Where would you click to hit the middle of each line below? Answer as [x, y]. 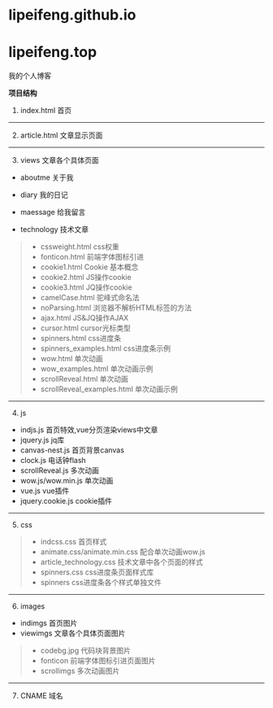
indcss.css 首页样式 [74, 542]
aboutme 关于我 [47, 177]
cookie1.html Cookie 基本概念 [89, 267]
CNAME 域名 [41, 696]
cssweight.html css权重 [80, 247]
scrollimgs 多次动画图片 [80, 671]
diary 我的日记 [44, 195]
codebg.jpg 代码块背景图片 [86, 651]
